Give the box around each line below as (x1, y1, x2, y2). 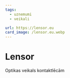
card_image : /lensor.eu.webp (5, 30, 65, 35)
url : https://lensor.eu (5, 25, 54, 30)
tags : (5, 7, 16, 12)
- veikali (9, 16, 30, 21)
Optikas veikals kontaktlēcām (5, 68, 65, 74)
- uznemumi (9, 12, 32, 17)
